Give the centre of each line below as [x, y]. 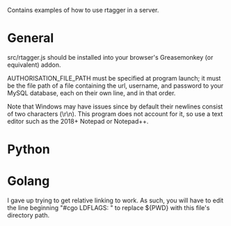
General [31, 38]
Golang [29, 181]
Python [29, 150]
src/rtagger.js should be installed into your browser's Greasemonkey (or [110, 57]
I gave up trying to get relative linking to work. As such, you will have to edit [115, 200]
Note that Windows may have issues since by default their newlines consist [115, 106]
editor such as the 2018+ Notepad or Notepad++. [78, 121]
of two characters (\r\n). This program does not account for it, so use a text [115, 113]
